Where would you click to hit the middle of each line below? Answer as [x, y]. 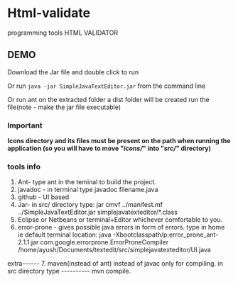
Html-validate [49, 13]
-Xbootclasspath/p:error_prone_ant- [166, 235]
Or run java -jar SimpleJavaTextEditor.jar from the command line [107, 86]
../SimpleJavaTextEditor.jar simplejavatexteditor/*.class [97, 212]
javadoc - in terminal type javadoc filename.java [88, 190]
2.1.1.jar [28, 242]
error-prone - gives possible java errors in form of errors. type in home [121, 227]
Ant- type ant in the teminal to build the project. [87, 182]
